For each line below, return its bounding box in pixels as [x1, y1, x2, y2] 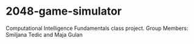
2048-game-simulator [5, 4, 122, 18]
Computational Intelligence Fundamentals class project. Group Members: [5, 24, 189, 32]
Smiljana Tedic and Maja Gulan [5, 31, 83, 38]
